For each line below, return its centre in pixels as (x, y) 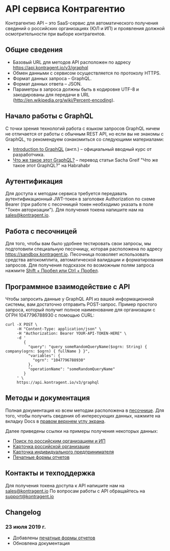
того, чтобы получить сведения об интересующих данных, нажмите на (83, 415)
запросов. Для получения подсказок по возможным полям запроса (80, 265)
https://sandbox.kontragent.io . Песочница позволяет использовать (77, 254)
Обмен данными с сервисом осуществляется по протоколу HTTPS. (87, 73)
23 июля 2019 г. (26, 527)
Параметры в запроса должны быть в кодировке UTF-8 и (76, 89)
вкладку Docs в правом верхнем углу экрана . (55, 421)
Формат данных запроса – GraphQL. (52, 78)
